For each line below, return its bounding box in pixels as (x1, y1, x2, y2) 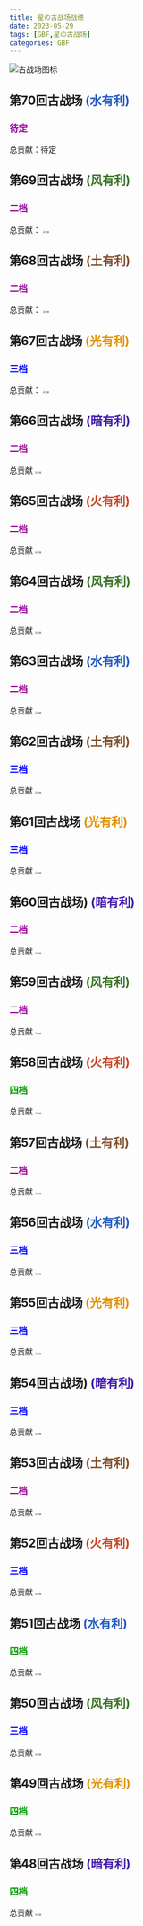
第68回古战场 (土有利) (9, 253, 131, 269)
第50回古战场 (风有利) (9, 1696, 131, 1711)
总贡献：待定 (9, 144, 56, 155)
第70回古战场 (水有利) (9, 93, 130, 108)
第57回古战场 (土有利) (9, 1134, 130, 1150)
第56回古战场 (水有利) (9, 1215, 130, 1230)
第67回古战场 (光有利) (9, 333, 130, 349)
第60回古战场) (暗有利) (9, 894, 136, 910)
